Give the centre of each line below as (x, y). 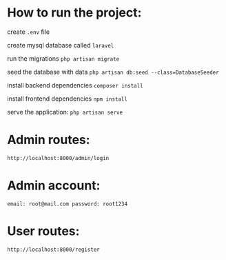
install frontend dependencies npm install (67, 99)
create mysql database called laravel (61, 45)
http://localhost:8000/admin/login (58, 158)
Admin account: (54, 186)
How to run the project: (74, 13)
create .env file (29, 32)
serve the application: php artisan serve (65, 112)
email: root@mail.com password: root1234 (68, 204)
